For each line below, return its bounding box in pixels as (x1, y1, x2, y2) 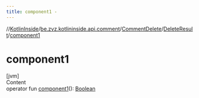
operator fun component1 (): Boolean (6, 85, 96, 92)
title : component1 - (6, 8, 58, 15)
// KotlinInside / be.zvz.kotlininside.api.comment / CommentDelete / (6, 25, 164, 32)
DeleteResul (163, 25, 193, 32)
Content (6, 78, 26, 85)
